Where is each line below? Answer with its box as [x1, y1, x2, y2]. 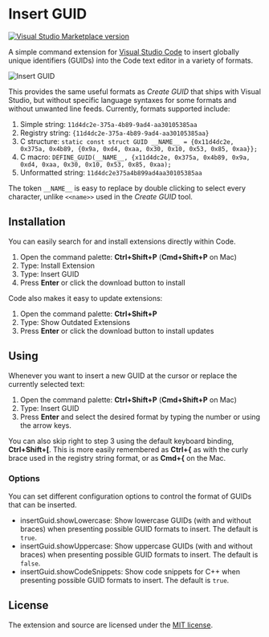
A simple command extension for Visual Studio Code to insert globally [8, 47, 239, 56]
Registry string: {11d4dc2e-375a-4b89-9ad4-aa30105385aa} [19, 128, 210, 138]
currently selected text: [8, 379, 86, 388]
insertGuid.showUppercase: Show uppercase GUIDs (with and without [19, 540, 253, 551]
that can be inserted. [8, 499, 78, 509]
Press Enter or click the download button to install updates [19, 326, 214, 335]
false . [19, 558, 41, 568]
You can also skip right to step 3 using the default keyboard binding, [8, 436, 234, 446]
